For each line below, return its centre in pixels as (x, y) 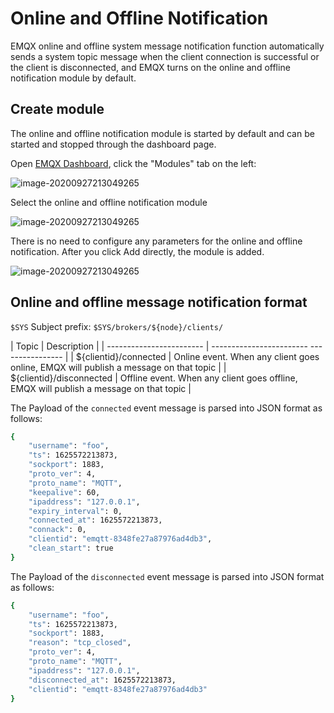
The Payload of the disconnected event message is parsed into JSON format (167, 576)
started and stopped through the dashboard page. (113, 144)
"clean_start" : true (71, 548)
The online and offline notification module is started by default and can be (162, 133)
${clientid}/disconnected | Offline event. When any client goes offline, (154, 378)
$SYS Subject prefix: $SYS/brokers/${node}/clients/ (117, 326)
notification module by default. (73, 78)
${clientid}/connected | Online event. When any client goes (197, 356)
